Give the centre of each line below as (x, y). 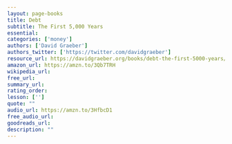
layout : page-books (35, 13)
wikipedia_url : (29, 71)
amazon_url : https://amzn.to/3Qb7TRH (61, 65)
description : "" (30, 129)
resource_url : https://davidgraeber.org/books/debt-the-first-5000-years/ (117, 59)
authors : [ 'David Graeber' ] (48, 46)
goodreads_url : (29, 123)
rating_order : (28, 91)
